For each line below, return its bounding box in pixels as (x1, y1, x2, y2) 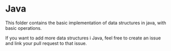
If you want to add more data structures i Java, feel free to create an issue (5, 35, 161, 41)
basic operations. (5, 25, 42, 31)
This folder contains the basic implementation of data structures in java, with (5, 20, 166, 26)
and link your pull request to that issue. (5, 40, 87, 46)
